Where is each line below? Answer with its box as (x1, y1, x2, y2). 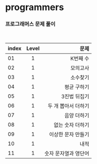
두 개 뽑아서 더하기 (47, 103, 89, 110)
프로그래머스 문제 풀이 (5, 21, 56, 28)
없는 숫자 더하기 (54, 121, 89, 129)
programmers (5, 2, 64, 13)
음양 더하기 (64, 112, 89, 119)
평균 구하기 (64, 84, 89, 91)
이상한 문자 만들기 (49, 131, 89, 138)
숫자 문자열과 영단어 (44, 150, 89, 157)
